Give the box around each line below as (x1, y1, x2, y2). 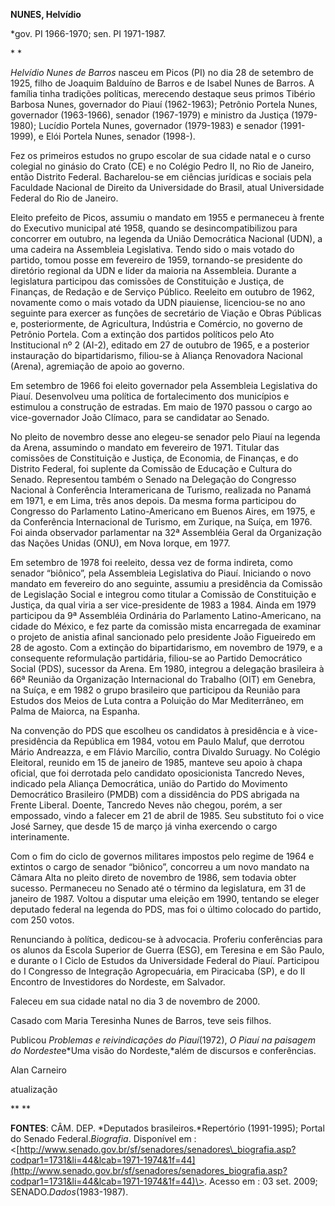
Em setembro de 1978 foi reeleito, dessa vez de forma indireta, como (10, 557, 293, 568)
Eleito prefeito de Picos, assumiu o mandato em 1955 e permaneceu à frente (10, 212, 325, 223)
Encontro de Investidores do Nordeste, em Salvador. (10, 976, 226, 988)
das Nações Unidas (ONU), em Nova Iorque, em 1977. (10, 537, 231, 549)
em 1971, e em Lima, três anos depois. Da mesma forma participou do (10, 495, 297, 506)
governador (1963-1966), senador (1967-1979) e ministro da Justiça (10, 109, 290, 121)
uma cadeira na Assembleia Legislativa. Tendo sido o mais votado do (10, 244, 295, 255)
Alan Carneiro (10, 1064, 67, 1076)
